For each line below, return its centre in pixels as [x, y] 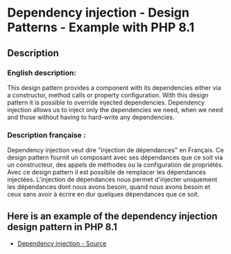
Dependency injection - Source [62, 243]
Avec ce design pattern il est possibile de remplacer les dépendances [106, 172]
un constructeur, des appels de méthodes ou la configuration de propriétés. [115, 165]
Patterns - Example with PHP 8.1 [101, 27]
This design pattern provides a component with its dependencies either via [114, 87]
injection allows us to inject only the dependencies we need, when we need [115, 109]
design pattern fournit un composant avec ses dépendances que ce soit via [115, 158]
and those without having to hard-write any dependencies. [91, 117]
